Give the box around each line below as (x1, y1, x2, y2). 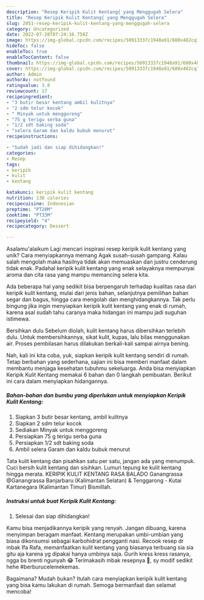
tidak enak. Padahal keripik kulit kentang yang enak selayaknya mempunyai (6, 265, 195, 272)
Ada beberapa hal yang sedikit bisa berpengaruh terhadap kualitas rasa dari (6, 283, 196, 290)
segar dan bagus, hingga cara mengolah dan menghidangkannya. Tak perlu (6, 296, 195, 303)
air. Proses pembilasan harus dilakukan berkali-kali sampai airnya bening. (6, 340, 190, 347)
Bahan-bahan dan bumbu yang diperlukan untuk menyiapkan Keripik (6, 391, 186, 399)
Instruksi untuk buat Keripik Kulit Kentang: (6, 497, 117, 504)
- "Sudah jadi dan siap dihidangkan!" (6, 144, 104, 150)
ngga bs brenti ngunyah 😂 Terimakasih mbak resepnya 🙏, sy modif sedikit (6, 557, 193, 564)
